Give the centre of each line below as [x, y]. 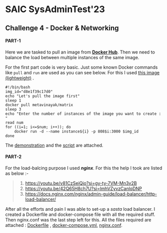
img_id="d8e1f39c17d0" [29, 91]
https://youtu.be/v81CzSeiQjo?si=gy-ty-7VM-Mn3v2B [81, 183]
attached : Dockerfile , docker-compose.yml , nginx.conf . [64, 225]
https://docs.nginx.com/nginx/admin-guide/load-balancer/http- [91, 194]
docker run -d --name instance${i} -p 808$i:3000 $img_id [76, 131]
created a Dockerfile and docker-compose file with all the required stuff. [80, 214]
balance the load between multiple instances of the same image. [72, 57]
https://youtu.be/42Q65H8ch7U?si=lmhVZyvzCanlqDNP [83, 189]
